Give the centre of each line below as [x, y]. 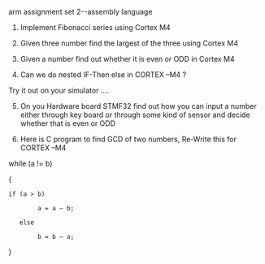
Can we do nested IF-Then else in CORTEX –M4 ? [103, 75]
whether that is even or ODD [68, 123]
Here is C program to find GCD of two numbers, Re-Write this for [128, 139]
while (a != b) [30, 163]
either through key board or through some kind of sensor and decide [135, 115]
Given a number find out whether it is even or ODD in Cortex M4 [128, 59]
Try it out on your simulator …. [59, 90]
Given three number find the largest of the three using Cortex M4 [129, 43]
